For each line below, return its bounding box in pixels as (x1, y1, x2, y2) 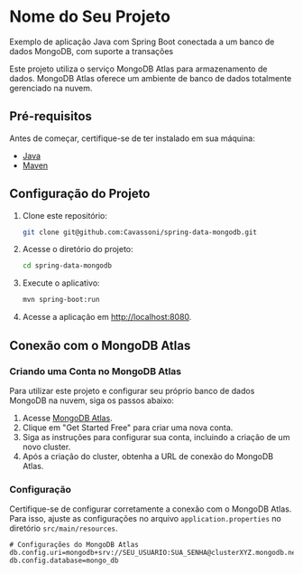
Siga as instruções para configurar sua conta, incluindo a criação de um (22, 431, 290, 442)
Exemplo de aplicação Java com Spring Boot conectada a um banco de (9, 36, 275, 47)
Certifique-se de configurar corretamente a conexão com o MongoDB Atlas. (9, 503, 292, 514)
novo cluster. (22, 441, 71, 452)
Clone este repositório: (22, 210, 108, 221)
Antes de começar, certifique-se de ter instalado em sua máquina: (9, 133, 255, 144)
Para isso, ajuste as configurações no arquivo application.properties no (9, 513, 281, 524)
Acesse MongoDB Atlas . (22, 412, 113, 423)
